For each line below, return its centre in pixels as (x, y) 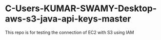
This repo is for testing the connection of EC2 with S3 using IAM (70, 32)
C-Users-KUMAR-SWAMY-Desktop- (81, 9)
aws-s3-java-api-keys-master (68, 19)
